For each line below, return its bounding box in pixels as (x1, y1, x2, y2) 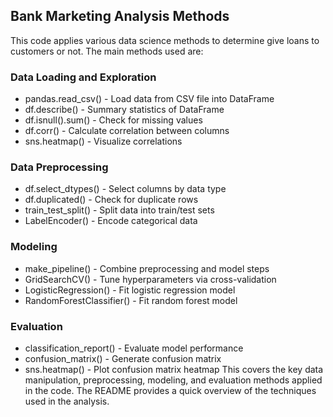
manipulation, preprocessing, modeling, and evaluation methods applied (24, 374, 323, 386)
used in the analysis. (24, 395, 110, 407)
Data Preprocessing (10, 160, 109, 174)
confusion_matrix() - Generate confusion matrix (24, 353, 222, 364)
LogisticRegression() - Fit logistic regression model (24, 284, 236, 296)
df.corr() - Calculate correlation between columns (24, 125, 230, 137)
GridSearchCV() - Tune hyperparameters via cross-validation (24, 273, 277, 285)
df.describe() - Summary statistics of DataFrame (24, 104, 225, 116)
